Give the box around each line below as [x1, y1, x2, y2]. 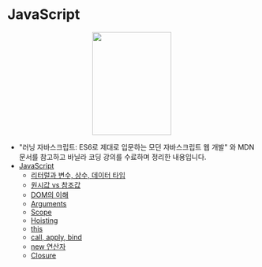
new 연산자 [30, 242, 66, 251]
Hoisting [30, 215, 58, 225]
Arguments [30, 198, 67, 208]
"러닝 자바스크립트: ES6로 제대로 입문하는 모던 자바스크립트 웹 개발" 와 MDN [18, 142, 255, 151]
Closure [30, 250, 57, 260]
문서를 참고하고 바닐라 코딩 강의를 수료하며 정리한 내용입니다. [18, 152, 207, 161]
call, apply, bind [30, 232, 82, 242]
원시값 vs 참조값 [30, 180, 81, 190]
